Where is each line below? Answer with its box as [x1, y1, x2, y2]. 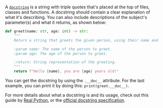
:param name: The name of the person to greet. [14, 46, 112, 51]
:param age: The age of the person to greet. [14, 51, 108, 56]
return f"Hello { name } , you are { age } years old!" [14, 69, 119, 74]
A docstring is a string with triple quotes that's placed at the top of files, [5, 4, 150, 10]
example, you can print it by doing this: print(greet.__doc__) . [5, 83, 129, 89]
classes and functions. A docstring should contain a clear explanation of [5, 9, 150, 15]
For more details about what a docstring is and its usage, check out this [5, 92, 149, 98]
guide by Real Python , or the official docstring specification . [5, 97, 125, 103]
